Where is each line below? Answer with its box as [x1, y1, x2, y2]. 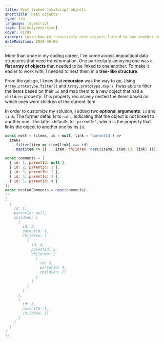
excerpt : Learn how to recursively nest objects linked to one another [5, 35, 154, 40]
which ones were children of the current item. [5, 99, 97, 105]
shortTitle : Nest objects [5, 12, 58, 17]
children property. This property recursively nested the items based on [5, 93, 149, 99]
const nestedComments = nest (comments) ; [5, 187, 89, 193]
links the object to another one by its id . [5, 124, 85, 130]
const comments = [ [5, 156, 45, 161]
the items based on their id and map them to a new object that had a [5, 88, 143, 94]
